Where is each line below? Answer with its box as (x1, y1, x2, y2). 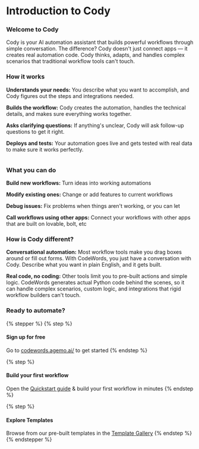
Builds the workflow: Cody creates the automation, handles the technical (6, 104, 186, 111)
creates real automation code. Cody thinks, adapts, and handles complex (6, 52, 185, 59)
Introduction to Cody (6, 4, 111, 18)
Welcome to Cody (6, 26, 59, 34)
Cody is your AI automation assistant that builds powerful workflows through (6, 39, 194, 46)
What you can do (6, 166, 56, 174)
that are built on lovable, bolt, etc (6, 220, 87, 227)
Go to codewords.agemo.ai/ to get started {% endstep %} (6, 346, 148, 354)
